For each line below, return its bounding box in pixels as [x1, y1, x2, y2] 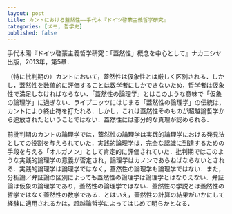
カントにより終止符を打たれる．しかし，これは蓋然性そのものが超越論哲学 [7, 107, 219, 115]
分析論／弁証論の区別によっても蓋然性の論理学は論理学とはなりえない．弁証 [7, 173, 224, 182]
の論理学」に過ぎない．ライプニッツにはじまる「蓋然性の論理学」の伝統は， [7, 98, 225, 107]
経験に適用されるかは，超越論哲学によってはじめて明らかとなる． [7, 200, 194, 208]
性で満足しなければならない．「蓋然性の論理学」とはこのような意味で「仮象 [7, 90, 222, 98]
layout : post [7, 10, 45, 17]
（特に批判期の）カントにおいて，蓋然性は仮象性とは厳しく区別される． [7, 72, 213, 81]
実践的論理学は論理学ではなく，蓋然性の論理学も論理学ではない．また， [19, 165, 225, 173]
